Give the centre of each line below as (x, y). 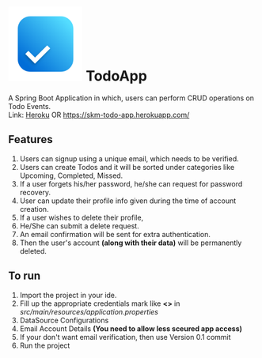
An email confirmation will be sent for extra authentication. (115, 234)
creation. (34, 209)
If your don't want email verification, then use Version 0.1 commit (125, 337)
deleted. (33, 251)
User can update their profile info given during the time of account (128, 201)
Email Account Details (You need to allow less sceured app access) (131, 328)
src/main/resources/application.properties (89, 311)
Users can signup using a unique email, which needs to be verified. (129, 158)
